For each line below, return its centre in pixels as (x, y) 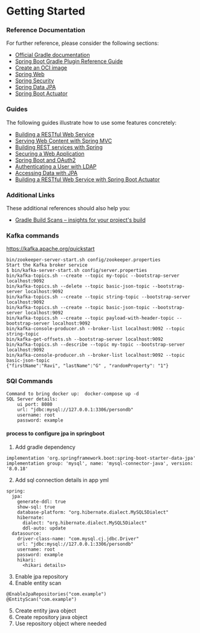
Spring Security (34, 81)
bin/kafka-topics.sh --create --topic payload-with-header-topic (90, 318)
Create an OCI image (41, 68)
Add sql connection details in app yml (62, 480)
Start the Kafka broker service (47, 265)
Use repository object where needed (61, 623)
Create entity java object (46, 611)
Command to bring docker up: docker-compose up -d (73, 394)
